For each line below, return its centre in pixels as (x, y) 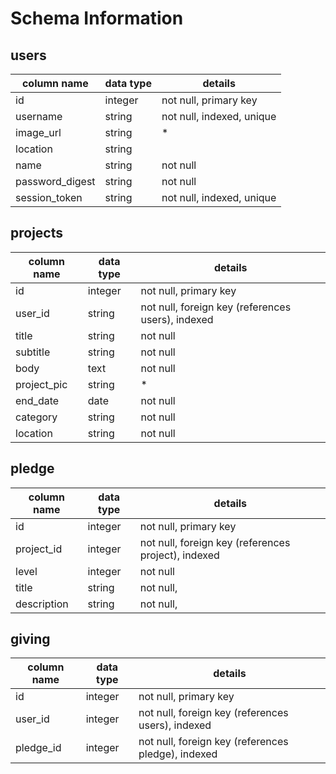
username (39, 116)
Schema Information (97, 18)
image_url (38, 132)
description (42, 604)
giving (30, 639)
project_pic (41, 384)
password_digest (55, 181)
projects (37, 233)
